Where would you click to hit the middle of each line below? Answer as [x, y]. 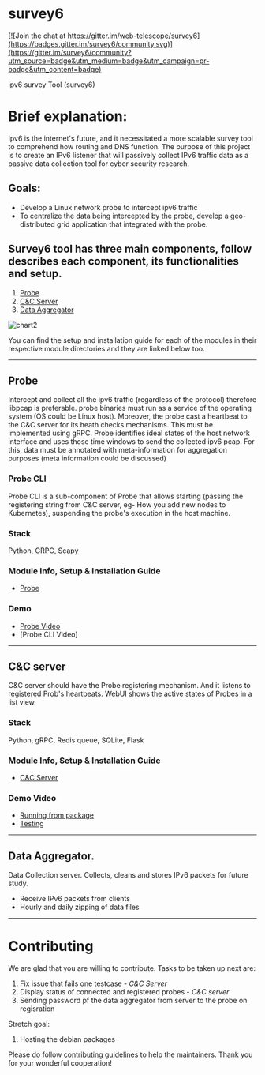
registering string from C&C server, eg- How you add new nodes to [117, 504]
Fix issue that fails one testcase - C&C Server [93, 983]
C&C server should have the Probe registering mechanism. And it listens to [129, 686]
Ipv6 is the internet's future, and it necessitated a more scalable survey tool [131, 138]
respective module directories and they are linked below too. [106, 348]
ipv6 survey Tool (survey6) [52, 85]
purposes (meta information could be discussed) [88, 458]
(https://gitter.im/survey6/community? [70, 52]
